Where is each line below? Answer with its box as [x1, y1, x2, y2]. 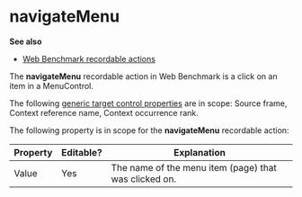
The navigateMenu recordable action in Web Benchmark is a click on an [9, 70, 278, 82]
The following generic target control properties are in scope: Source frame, [9, 97, 288, 109]
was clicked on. [111, 173, 177, 185]
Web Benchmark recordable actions [22, 53, 155, 64]
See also [9, 36, 42, 47]
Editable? [61, 146, 102, 158]
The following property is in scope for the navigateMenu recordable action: [9, 124, 289, 136]
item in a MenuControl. [9, 80, 94, 91]
